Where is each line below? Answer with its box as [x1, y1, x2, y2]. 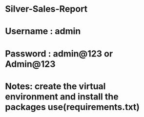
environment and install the [5, 91, 119, 102]
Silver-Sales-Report [5, 3, 88, 15]
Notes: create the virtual [5, 80, 106, 92]
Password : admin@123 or [5, 48, 113, 59]
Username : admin [5, 26, 81, 37]
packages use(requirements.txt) [5, 101, 140, 113]
